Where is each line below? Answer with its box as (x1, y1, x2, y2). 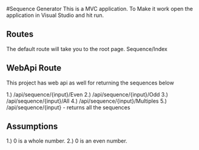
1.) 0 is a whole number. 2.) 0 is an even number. (6, 137, 127, 145)
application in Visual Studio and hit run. (6, 12, 104, 19)
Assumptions (6, 121, 58, 132)
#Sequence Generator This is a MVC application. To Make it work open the (6, 5, 193, 12)
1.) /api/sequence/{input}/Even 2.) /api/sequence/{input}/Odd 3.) (6, 90, 169, 98)
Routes (6, 29, 34, 39)
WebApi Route (6, 63, 62, 73)
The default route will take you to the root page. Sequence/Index (6, 45, 168, 52)
